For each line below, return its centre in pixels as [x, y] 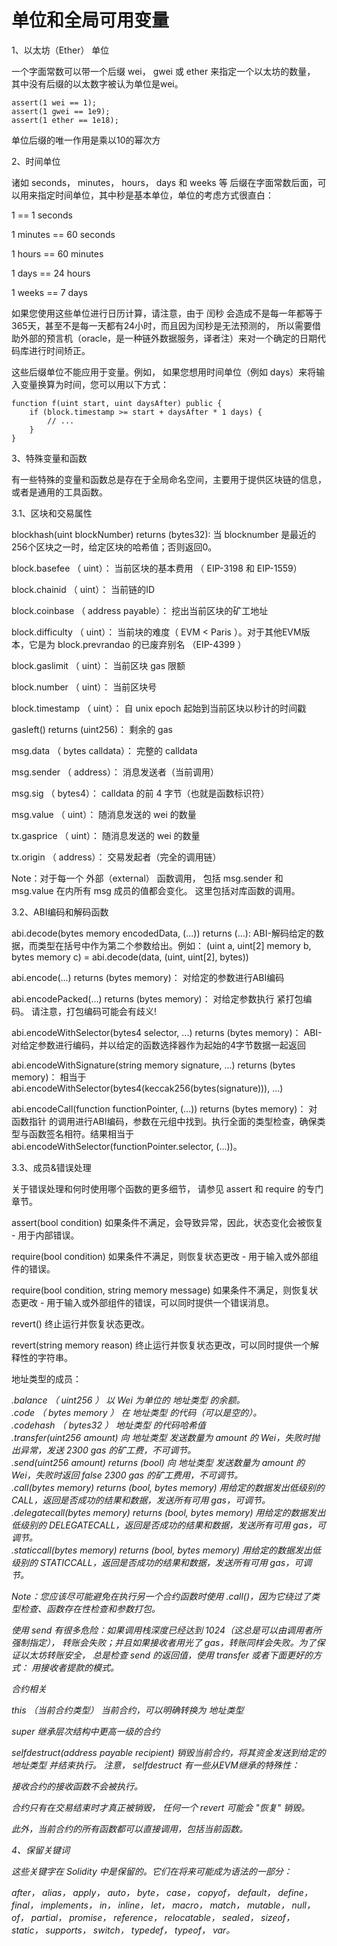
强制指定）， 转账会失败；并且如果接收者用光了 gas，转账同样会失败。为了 [164, 1642]
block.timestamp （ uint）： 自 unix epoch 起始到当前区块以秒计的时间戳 [159, 708]
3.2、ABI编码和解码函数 [60, 912]
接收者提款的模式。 [79, 1667]
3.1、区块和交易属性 [52, 513]
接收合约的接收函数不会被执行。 [77, 1786]
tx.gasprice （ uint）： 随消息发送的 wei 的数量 [106, 835]
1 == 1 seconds [42, 215]
